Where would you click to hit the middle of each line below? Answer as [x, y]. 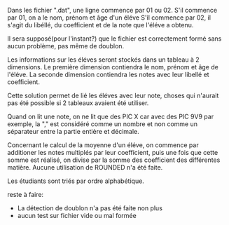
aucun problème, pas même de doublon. [66, 46]
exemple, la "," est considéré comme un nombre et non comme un [103, 124]
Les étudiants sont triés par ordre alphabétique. [76, 181]
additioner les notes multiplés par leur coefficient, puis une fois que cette [113, 152]
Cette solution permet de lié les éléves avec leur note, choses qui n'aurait [113, 95]
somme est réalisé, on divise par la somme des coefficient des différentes [114, 160]
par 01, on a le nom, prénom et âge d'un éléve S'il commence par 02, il [109, 18]
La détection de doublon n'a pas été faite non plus [90, 208]
